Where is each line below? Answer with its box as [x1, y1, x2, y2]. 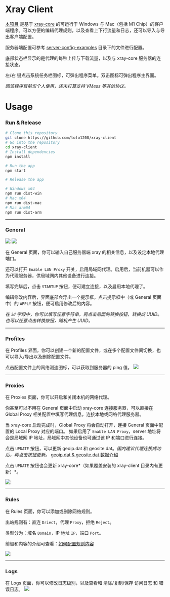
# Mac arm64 [5, 205, 30, 210]
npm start [5, 168, 26, 173]
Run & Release [5, 119, 41, 126]
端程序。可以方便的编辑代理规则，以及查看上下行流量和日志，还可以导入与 [5, 27, 160, 33]
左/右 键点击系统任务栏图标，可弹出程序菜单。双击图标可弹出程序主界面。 [5, 72, 159, 78]
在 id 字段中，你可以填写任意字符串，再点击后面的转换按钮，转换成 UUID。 [5, 311, 162, 317]
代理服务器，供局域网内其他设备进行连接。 [9, 272, 99, 278]
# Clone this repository [5, 131, 58, 136]
